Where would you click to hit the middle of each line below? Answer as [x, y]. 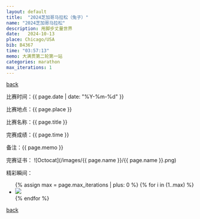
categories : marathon [33, 62]
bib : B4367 [20, 45]
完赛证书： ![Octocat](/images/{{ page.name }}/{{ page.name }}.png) [91, 160]
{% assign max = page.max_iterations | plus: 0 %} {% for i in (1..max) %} [104, 185]
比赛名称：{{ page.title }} [37, 122]
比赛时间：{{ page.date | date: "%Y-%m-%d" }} [65, 97]
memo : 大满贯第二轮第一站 [34, 56]
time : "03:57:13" [28, 51]
